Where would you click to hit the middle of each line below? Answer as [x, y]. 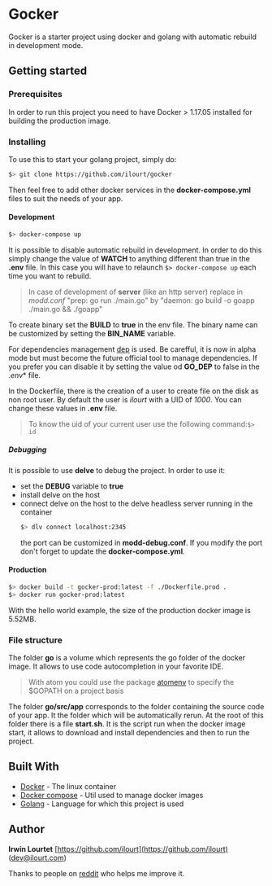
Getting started [48, 71]
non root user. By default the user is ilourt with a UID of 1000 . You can [125, 399]
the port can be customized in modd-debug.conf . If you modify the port [141, 542]
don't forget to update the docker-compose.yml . [102, 551]
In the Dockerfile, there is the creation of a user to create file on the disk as [134, 391]
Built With [34, 767]
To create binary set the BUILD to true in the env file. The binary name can [133, 325]
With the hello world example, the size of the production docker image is [130, 610]
